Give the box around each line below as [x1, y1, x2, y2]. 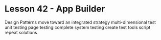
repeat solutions [4, 29, 37, 35]
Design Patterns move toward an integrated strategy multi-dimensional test [4, 19, 156, 25]
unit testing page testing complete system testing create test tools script [4, 24, 151, 30]
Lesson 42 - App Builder [4, 3, 105, 14]
